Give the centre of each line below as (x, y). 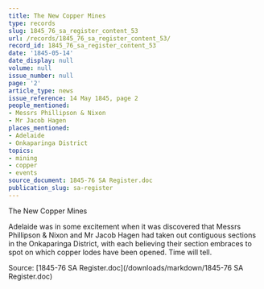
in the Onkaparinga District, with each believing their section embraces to (130, 243)
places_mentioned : (39, 128)
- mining (23, 158)
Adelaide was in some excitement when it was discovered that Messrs (125, 226)
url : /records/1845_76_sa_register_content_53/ (90, 38)
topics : (21, 151)
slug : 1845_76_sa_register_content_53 (73, 31)
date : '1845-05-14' (41, 53)
